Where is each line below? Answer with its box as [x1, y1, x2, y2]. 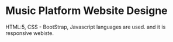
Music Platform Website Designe [5, 4, 168, 17]
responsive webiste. [5, 29, 54, 36]
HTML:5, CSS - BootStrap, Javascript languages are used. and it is [5, 23, 166, 30]
